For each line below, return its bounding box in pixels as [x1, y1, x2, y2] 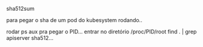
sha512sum [6, 5, 35, 12]
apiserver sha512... [6, 35, 53, 41]
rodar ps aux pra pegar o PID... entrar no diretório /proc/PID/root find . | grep [6, 28, 197, 35]
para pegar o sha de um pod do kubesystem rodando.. [6, 17, 142, 23]
